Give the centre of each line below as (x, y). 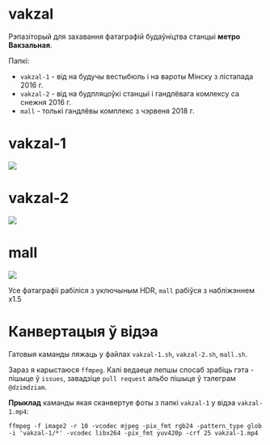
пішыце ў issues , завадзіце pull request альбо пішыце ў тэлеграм (122, 378)
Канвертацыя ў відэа (84, 331)
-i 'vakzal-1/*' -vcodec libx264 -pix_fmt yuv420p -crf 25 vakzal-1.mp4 (133, 433)
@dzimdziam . (27, 387)
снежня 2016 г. (46, 102)
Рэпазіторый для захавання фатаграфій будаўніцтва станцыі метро (124, 36)
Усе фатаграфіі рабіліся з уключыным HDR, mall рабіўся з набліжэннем (131, 290)
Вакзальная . (30, 44)
